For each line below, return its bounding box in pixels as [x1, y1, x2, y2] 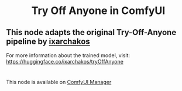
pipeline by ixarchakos [6, 36, 91, 46]
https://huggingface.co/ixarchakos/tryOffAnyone [6, 58, 124, 65]
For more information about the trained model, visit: [6, 52, 131, 59]
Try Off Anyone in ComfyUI [31, 4, 166, 17]
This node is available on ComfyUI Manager [6, 79, 112, 86]
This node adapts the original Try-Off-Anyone [6, 27, 177, 37]
